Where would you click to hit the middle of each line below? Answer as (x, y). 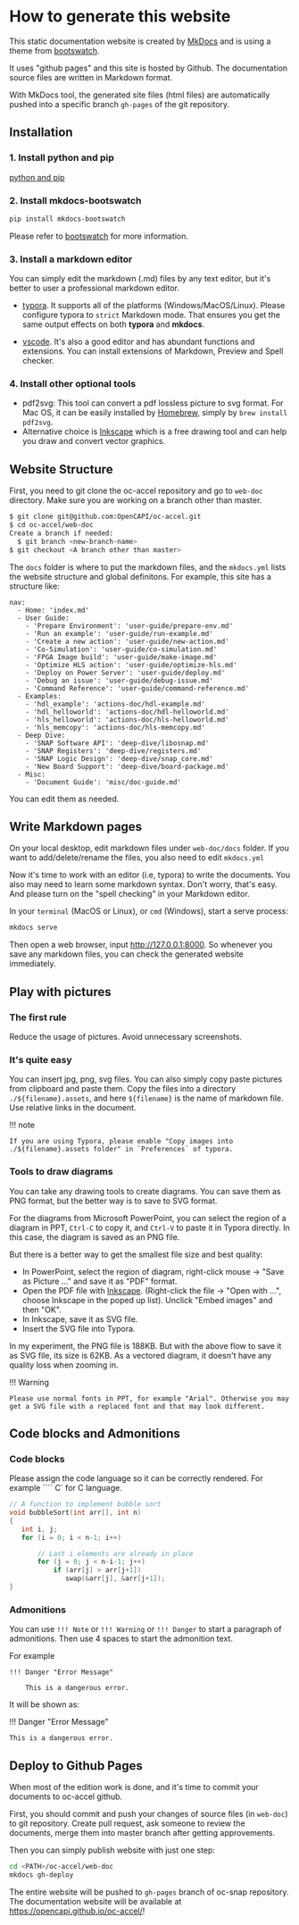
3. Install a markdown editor (71, 259)
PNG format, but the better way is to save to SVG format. (113, 1201)
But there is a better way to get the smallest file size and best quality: (136, 1254)
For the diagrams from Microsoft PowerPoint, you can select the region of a (148, 1218)
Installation (41, 133)
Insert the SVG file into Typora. (79, 1328)
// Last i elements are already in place (115, 1553)
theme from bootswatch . (54, 50)
